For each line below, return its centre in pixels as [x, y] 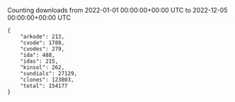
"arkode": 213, [42, 37]
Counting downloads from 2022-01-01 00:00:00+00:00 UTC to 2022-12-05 [117, 10]
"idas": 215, [39, 61]
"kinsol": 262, [42, 68]
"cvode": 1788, [42, 43]
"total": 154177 [44, 86]
